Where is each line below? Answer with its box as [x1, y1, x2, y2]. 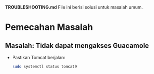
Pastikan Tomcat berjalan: [12, 55, 65, 60]
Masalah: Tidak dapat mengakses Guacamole [5, 41, 150, 50]
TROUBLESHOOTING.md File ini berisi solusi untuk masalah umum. [5, 4, 143, 10]
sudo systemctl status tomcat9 [12, 64, 77, 69]
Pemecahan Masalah [5, 22, 93, 33]
